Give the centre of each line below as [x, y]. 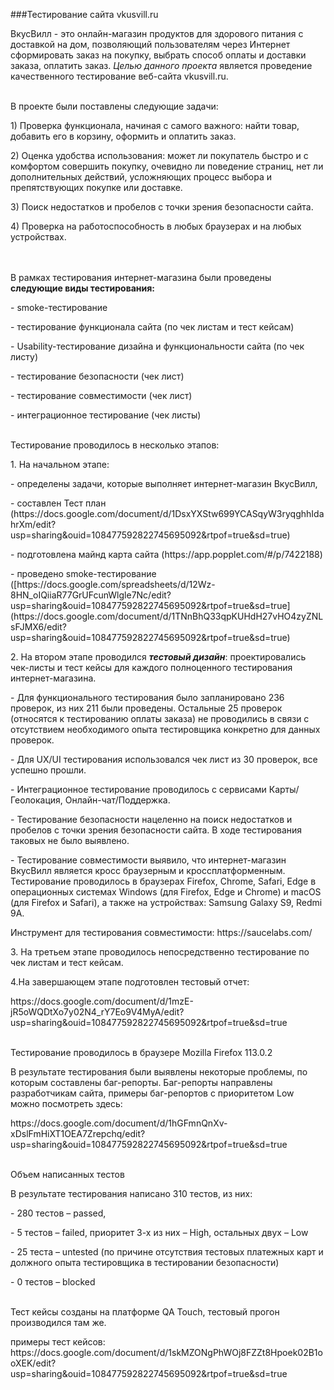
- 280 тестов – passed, [58, 1213]
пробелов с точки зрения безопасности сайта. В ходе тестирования [156, 830]
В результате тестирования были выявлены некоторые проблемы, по [159, 1072]
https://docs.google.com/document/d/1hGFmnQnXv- [119, 1123]
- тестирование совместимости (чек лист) [101, 395]
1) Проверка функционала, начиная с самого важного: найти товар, [155, 125]
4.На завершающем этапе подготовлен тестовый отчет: [130, 982]
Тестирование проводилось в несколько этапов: [115, 445]
